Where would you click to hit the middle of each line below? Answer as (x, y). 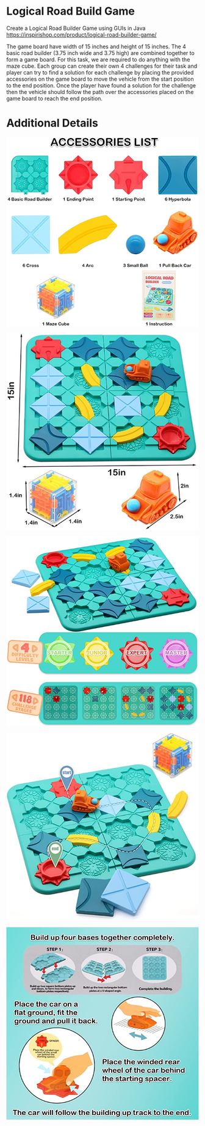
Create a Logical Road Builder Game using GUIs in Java (76, 28)
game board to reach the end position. (54, 98)
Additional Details (52, 123)
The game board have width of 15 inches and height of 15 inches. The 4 (96, 46)
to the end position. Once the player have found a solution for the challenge (101, 85)
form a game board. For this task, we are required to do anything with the (98, 59)
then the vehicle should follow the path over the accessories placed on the (100, 92)
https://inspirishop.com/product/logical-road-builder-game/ (81, 34)
